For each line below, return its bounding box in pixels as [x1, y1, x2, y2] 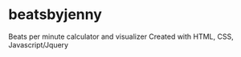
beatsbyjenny [8, 6, 103, 24]
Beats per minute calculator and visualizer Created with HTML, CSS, [8, 32, 235, 41]
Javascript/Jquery [8, 40, 69, 49]
